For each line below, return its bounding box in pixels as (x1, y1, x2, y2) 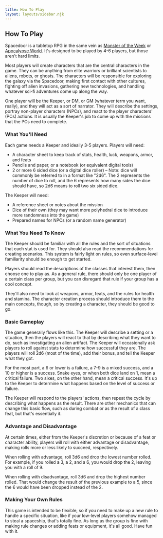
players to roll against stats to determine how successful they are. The (5, 345, 146, 351)
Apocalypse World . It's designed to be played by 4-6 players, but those (5, 48, 148, 54)
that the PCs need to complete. (5, 119, 67, 125)
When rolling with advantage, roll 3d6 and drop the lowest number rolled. (5, 454, 152, 460)
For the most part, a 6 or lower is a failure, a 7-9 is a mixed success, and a (5, 365, 154, 371)
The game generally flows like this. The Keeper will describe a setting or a (5, 329, 153, 335)
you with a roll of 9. (5, 464, 44, 470)
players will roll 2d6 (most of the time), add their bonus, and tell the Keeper (5, 350, 155, 356)
